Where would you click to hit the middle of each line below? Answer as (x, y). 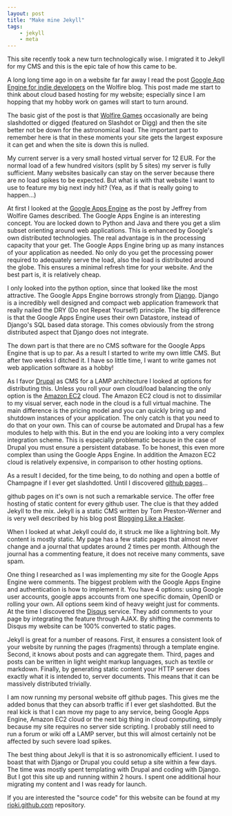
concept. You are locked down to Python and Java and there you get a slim (114, 223)
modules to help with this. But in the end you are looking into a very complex (116, 433)
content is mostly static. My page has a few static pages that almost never (113, 539)
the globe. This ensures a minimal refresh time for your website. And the (110, 267)
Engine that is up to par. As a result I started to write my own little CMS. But (114, 353)
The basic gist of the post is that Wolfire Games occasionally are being (108, 116)
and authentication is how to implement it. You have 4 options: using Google (115, 589)
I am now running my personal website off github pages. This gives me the (113, 698)
